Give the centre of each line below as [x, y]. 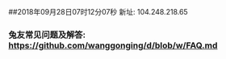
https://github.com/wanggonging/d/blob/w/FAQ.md [113, 45]
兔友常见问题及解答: [47, 35]
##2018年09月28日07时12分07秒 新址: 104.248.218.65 [98, 12]
